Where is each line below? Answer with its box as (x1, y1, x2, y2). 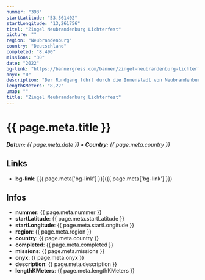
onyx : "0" (6, 72, 32, 78)
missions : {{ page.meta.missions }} (15, 248, 105, 255)
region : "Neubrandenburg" (6, 37, 72, 43)
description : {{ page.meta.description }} (15, 260, 117, 268)
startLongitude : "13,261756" (6, 20, 81, 26)
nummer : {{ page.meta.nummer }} (15, 208, 102, 216)
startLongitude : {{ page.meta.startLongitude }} (15, 221, 135, 229)
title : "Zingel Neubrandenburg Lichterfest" (6, 94, 121, 100)
